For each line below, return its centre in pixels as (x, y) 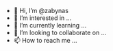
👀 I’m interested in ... (42, 18)
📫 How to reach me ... (45, 40)
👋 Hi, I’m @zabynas (41, 11)
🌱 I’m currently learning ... (50, 25)
